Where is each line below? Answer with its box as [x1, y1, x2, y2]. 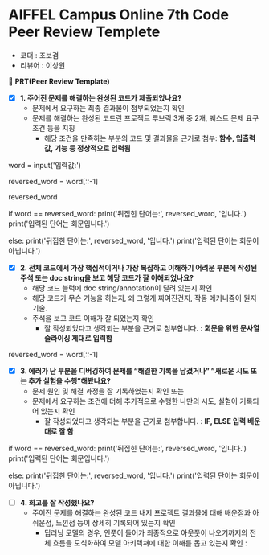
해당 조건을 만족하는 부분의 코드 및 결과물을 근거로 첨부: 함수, [43, 134, 234, 142]
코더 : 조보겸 [19, 50, 59, 60]
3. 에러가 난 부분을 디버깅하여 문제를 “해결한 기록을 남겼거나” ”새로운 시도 [19, 366, 249, 376]
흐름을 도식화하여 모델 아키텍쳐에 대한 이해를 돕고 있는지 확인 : [52, 538, 247, 548]
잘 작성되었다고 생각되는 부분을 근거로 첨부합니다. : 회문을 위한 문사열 [43, 323, 260, 333]
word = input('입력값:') [8, 161, 82, 170]
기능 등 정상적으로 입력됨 [54, 143, 131, 153]
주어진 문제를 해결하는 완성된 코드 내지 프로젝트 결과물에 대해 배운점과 [31, 508, 251, 518]
